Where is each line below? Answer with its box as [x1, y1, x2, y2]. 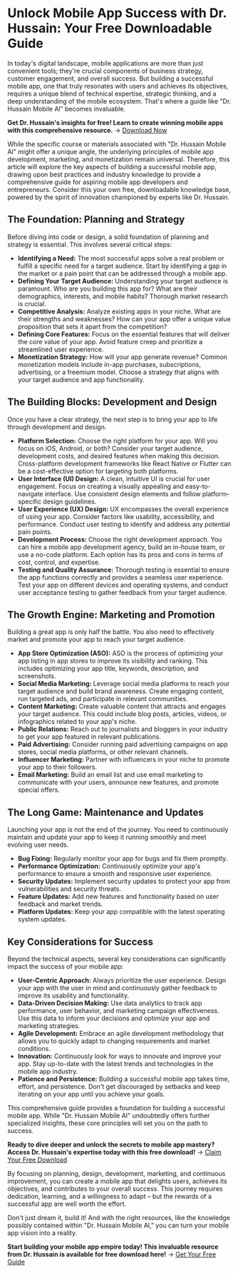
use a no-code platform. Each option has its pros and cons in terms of [17, 550, 223, 558]
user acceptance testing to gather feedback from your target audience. [17, 588, 227, 597]
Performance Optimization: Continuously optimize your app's [17, 862, 201, 870]
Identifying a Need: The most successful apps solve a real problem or [17, 253, 224, 262]
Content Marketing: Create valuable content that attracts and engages [17, 702, 227, 711]
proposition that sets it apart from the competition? [17, 322, 167, 331]
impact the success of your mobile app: [7, 962, 124, 970]
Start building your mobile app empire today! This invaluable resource [7, 1242, 219, 1251]
